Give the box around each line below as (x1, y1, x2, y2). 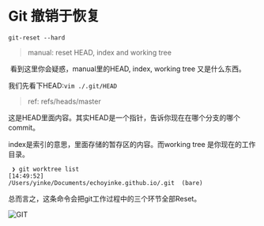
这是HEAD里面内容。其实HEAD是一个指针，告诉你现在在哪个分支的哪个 (8, 112, 241, 122)
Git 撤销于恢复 (8, 7, 100, 25)
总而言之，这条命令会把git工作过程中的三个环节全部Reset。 (8, 194, 202, 203)
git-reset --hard (8, 33, 66, 42)
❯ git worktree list (11, 165, 80, 173)
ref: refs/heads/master (27, 96, 101, 106)
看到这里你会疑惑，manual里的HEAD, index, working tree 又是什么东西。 (9, 64, 247, 73)
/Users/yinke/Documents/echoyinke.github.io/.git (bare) (8, 179, 203, 186)
